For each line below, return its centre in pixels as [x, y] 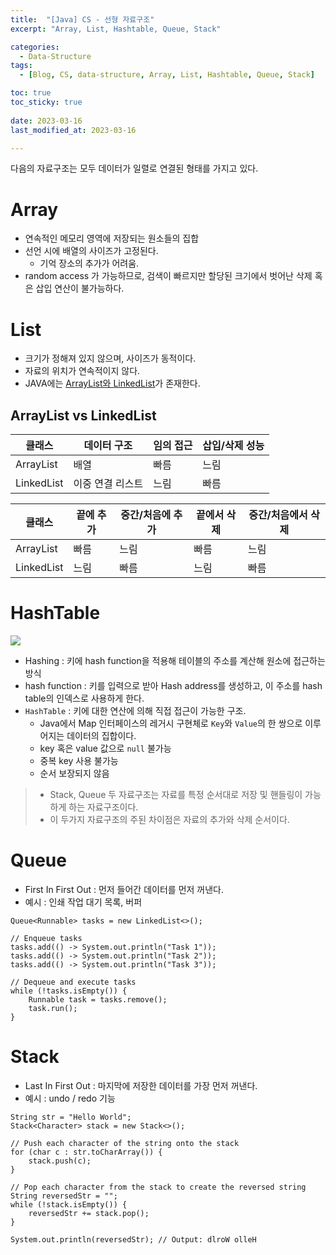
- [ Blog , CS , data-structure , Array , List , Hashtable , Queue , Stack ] [167, 75]
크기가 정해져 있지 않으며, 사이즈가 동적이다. [110, 358]
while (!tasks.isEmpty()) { [69, 991]
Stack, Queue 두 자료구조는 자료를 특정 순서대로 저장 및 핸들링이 [176, 794]
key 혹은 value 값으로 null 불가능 [105, 748]
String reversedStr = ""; [64, 1196]
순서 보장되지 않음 [74, 773]
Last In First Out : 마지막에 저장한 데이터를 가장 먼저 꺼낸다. [141, 1085]
